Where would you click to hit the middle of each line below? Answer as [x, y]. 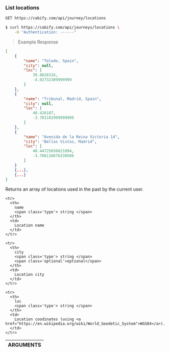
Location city [29, 275]
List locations [22, 8]
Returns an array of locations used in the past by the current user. [75, 189]
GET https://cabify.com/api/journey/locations [56, 18]
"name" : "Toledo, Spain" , [51, 61]
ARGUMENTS [25, 345]
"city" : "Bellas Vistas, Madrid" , [60, 142]
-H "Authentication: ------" [45, 32]
